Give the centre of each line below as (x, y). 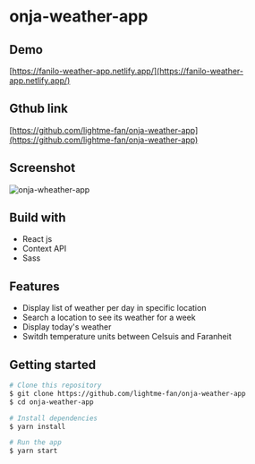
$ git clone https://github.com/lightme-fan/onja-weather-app (127, 393)
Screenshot (42, 168)
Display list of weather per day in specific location (114, 308)
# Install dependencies (54, 418)
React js (37, 239)
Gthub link (39, 109)
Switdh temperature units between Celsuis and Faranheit (127, 337)
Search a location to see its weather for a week (109, 318)
